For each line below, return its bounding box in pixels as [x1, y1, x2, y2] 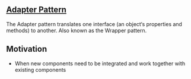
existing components [14, 66, 66, 73]
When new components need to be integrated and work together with [14, 59, 186, 67]
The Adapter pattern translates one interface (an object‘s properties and [6, 20, 183, 27]
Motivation [6, 44, 47, 54]
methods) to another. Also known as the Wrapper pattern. [6, 27, 147, 34]
